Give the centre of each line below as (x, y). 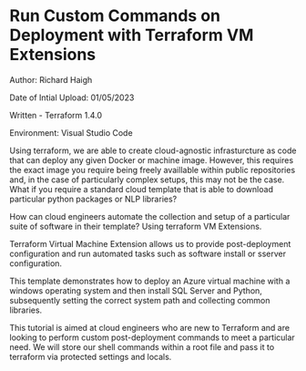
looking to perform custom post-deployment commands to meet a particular (153, 337)
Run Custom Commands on (115, 16)
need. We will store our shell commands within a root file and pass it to (142, 346)
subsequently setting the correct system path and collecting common (140, 300)
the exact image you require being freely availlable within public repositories (153, 170)
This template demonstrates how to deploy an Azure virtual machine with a (150, 281)
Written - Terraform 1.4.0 (56, 115)
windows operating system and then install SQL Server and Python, (136, 290)
